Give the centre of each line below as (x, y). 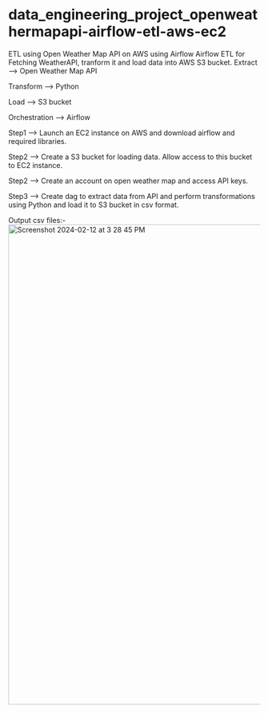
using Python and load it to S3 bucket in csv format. (94, 205)
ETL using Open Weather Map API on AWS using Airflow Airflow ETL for (127, 54)
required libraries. (38, 141)
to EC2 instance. (35, 165)
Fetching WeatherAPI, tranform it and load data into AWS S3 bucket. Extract (133, 62)
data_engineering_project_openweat (133, 15)
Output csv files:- (37, 220)
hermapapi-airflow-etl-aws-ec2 (117, 32)
